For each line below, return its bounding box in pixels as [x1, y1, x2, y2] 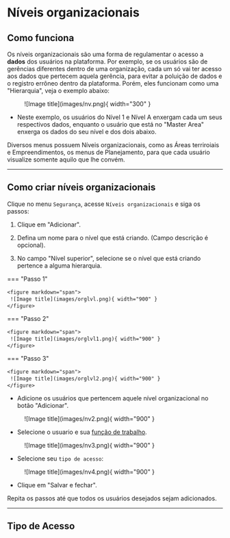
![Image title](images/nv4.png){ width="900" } [24, 467, 155, 476]
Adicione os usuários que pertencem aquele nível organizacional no [16, 394, 209, 402]
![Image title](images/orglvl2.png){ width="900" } [10, 375, 161, 382]
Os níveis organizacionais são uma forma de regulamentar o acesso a [7, 50, 204, 58]
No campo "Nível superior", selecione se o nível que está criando [16, 254, 201, 262]
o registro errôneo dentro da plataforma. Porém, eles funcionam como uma [7, 79, 219, 87]
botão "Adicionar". [16, 401, 69, 409]
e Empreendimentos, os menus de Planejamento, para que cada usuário [7, 149, 210, 156]
